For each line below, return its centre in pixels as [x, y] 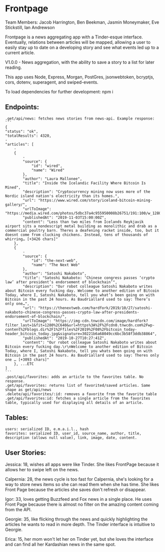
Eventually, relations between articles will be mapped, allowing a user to [78, 42]
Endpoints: [22, 107]
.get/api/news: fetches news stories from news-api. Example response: [80, 119]
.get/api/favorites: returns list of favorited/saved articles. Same [78, 385]
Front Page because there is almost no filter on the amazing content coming [82, 504]
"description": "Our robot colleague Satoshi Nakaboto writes [88, 286]
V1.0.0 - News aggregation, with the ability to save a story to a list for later [80, 62]
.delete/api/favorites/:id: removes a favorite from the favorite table [81, 394]
